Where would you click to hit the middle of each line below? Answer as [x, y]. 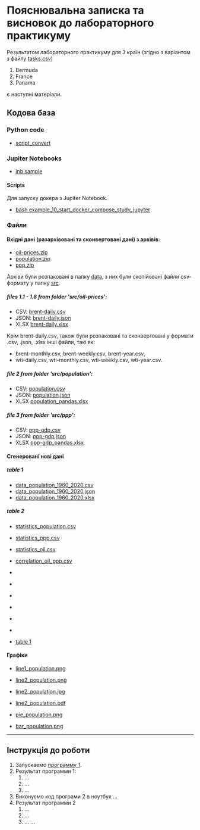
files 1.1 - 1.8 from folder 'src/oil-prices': [57, 297]
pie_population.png [39, 714]
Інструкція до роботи [48, 751]
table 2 [15, 511]
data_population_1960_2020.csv [54, 485]
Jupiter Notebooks [34, 158]
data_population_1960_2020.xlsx [55, 497]
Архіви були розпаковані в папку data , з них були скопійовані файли [93, 277]
